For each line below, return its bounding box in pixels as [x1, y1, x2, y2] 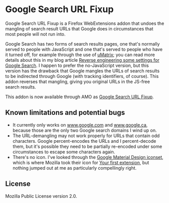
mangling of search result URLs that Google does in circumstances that [5, 25, 154, 31]
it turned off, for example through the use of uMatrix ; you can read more [5, 52, 155, 58]
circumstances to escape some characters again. [12, 148, 116, 155]
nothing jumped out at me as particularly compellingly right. [12, 165, 137, 171]
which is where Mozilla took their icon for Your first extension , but [12, 159, 149, 166]
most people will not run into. [5, 31, 66, 37]
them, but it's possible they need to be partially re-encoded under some [12, 143, 162, 149]
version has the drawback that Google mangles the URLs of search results [5, 67, 160, 74]
